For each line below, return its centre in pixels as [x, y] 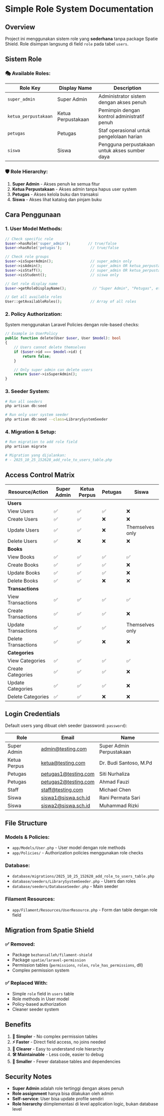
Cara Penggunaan [33, 215]
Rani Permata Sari [120, 798]
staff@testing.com [62, 790]
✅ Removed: [20, 944]
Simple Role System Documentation [79, 9]
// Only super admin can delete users [53, 370]
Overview [20, 27]
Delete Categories [28, 697]
